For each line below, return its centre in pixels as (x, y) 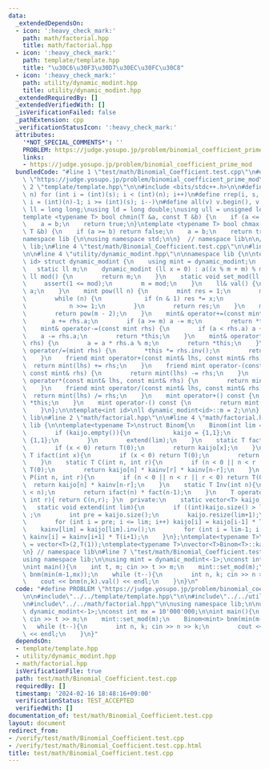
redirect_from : (34, 731)
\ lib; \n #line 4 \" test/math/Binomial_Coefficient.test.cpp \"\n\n (136, 247)
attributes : (36, 135)
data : (17, 16)
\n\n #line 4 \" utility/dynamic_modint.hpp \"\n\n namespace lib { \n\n (139, 254)
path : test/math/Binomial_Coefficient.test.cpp (96, 678)
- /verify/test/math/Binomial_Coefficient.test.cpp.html (105, 746)
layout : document (37, 723)
